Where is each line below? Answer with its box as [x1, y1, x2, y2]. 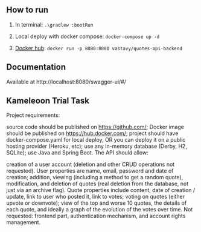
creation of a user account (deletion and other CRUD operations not [6, 161, 175, 168]
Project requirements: [6, 111, 60, 119]
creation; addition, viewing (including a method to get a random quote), [6, 174, 183, 181]
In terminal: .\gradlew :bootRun [14, 21, 94, 28]
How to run [6, 5, 49, 15]
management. [6, 219, 41, 226]
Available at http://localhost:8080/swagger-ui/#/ [6, 78, 127, 85]
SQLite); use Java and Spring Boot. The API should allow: [6, 149, 149, 156]
